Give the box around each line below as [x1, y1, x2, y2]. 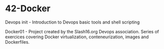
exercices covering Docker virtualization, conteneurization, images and [5, 34, 149, 40]
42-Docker [5, 3, 51, 14]
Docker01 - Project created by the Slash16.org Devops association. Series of [5, 28, 159, 34]
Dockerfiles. [5, 39, 30, 45]
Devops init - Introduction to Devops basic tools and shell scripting [5, 19, 140, 25]
